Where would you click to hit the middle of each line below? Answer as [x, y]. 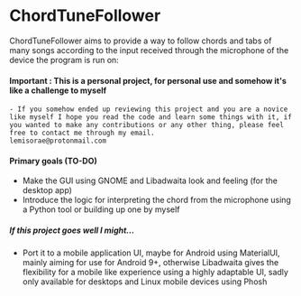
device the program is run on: [64, 60]
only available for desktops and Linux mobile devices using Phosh [145, 282]
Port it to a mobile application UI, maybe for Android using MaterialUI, [151, 253]
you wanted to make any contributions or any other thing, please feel [146, 125]
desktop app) [47, 190]
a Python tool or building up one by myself [101, 209]
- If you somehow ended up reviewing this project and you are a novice [149, 109]
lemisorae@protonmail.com [58, 141]
